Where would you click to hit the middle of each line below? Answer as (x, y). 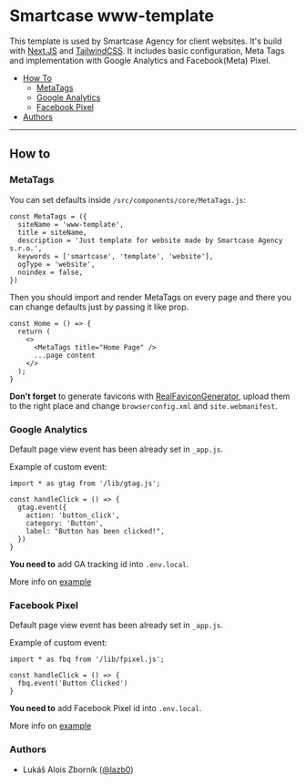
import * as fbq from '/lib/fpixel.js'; (87, 660)
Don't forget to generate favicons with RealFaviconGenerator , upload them (150, 396)
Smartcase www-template (112, 16)
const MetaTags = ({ (49, 216)
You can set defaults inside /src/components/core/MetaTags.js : (127, 199)
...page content (64, 355)
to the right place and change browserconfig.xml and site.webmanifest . (143, 405)
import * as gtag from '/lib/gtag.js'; (85, 484)
